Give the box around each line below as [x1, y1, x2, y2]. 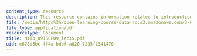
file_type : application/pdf [6, 24, 75, 31]
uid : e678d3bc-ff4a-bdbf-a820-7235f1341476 [6, 41, 114, 47]
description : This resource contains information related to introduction [6, 14, 193, 20]
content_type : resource [6, 8, 64, 15]
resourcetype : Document [6, 30, 64, 36]
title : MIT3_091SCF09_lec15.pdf [6, 36, 85, 41]
